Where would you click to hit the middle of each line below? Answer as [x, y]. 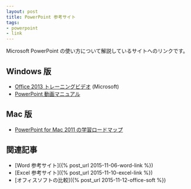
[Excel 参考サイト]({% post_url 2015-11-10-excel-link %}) [84, 173]
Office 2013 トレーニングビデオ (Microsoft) [67, 87]
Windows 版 [29, 71]
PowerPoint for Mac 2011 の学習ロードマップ [69, 130]
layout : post [22, 11]
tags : [13, 22]
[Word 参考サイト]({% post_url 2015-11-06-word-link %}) [84, 165]
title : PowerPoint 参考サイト [41, 17]
